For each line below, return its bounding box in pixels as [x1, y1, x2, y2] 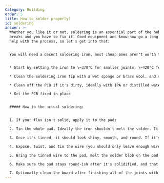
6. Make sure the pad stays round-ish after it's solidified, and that [9, 162, 159, 166]
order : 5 [5, 12, 23, 17]
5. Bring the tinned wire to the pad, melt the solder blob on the [9, 153, 150, 158]
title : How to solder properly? [5, 16, 71, 21]
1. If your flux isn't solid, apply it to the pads [9, 118, 117, 122]
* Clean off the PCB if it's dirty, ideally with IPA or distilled [9, 82, 150, 88]
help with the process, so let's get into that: [9, 39, 110, 44]
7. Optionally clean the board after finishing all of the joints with [9, 170, 159, 176]
